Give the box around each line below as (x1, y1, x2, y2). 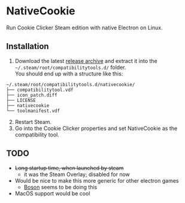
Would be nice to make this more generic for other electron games (14, 177, 179, 184)
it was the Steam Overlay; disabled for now (23, 171, 131, 178)
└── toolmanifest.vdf (6, 108, 60, 114)
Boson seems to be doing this (23, 183, 98, 190)
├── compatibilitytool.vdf (6, 87, 74, 93)
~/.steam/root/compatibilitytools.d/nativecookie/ (6, 81, 135, 87)
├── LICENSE (6, 97, 36, 103)
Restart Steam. (14, 118, 52, 125)
